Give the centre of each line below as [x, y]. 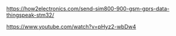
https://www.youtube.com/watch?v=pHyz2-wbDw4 [71, 27]
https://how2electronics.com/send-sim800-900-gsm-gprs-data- [88, 9]
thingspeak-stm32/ [30, 15]
